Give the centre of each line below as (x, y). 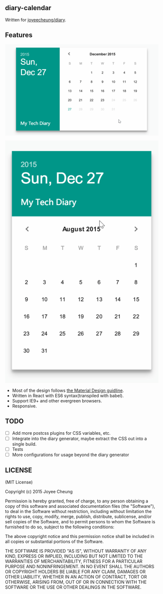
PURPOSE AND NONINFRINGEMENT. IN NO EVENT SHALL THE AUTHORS (80, 566)
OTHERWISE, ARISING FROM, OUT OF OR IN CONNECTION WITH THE (76, 582)
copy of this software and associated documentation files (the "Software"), (80, 506)
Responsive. (24, 406)
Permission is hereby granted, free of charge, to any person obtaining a (77, 501)
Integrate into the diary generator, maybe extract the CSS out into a (79, 439)
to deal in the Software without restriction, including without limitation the (78, 511)
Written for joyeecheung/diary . (36, 19)
